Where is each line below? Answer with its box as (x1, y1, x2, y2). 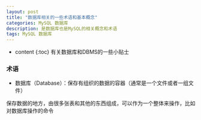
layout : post (6, 8, 39, 15)
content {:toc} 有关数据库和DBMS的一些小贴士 (14, 49, 130, 56)
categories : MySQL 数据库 (6, 20, 68, 26)
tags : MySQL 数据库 (6, 31, 52, 37)
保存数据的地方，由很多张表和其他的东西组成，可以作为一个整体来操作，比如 (6, 100, 196, 107)
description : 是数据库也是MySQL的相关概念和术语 (6, 25, 118, 32)
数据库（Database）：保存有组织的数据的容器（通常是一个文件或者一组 (14, 79, 189, 87)
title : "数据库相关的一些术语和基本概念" (6, 14, 98, 20)
